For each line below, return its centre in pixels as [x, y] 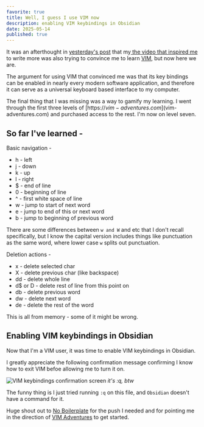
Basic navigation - [29, 148]
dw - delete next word [43, 298]
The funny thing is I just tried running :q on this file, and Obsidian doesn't [98, 392]
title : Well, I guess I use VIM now [53, 18]
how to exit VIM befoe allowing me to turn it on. [65, 369]
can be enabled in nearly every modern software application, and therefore [100, 83]
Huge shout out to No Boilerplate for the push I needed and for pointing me [100, 411]
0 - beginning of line [41, 192]
